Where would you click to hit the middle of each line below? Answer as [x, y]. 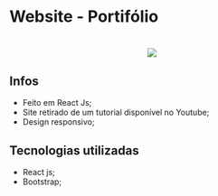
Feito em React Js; [57, 103]
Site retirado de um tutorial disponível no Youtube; [116, 112]
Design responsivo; [58, 122]
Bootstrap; [42, 182]
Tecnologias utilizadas [74, 150]
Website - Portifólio [84, 17]
